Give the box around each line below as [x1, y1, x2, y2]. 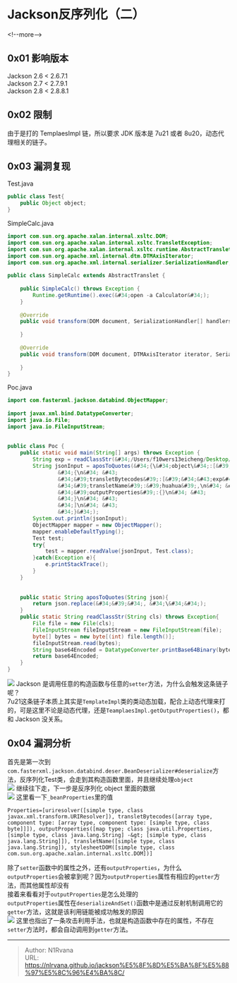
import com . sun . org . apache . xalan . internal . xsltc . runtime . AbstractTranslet [7, 246, 232, 253]
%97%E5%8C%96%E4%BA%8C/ [24, 968, 125, 977]
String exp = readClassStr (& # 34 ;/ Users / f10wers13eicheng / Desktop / [32, 456, 232, 463]
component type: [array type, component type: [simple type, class [7, 819, 210, 826]
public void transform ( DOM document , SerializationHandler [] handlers [20, 318, 232, 325]
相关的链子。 [13, 138, 51, 146]
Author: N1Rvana [24, 946, 74, 954]
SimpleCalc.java [7, 219, 54, 227]
